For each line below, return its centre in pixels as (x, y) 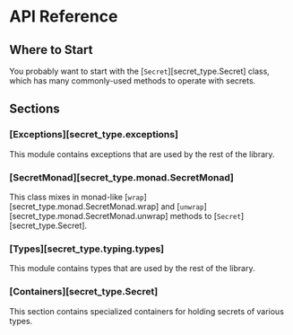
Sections (34, 109)
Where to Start (51, 50)
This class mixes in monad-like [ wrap (77, 197)
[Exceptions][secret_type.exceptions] (94, 135)
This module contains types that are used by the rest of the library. (132, 269)
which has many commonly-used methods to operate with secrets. (133, 81)
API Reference (64, 17)
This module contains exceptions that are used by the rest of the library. (142, 154)
